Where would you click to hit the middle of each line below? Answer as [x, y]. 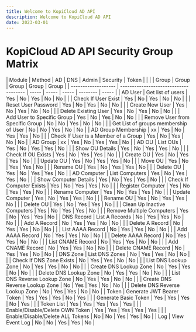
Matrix [22, 64]
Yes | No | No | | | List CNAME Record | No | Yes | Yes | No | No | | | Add [92, 242]
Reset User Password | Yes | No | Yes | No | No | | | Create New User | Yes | [97, 105]
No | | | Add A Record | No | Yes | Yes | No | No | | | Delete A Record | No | [95, 223]
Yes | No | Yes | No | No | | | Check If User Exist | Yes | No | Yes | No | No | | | [98, 99]
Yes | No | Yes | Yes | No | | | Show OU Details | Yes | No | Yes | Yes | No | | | [97, 148]
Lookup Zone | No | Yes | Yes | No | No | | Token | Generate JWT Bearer [92, 292]
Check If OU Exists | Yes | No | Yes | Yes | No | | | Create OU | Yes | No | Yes [97, 155]
